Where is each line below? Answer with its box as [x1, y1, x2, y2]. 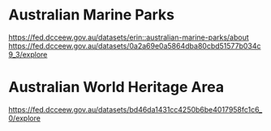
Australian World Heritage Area [8, 78, 225, 96]
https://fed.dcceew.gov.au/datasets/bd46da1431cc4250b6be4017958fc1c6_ [8, 104, 263, 114]
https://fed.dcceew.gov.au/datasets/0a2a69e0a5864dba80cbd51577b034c [8, 40, 261, 50]
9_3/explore [8, 49, 48, 59]
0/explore [8, 113, 41, 123]
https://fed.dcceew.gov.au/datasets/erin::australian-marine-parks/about [8, 32, 249, 42]
